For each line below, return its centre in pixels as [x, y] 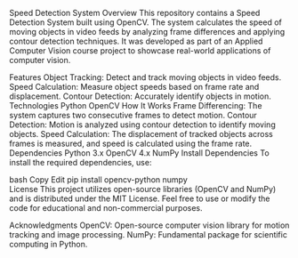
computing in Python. [48, 244]
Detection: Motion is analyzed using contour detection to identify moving [142, 125]
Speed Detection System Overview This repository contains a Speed [135, 13]
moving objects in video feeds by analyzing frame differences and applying [147, 32]
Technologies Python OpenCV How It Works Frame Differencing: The [136, 105]
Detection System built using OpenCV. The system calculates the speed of [145, 22]
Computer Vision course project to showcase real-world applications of [140, 51]
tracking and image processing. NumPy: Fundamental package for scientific [148, 234]
